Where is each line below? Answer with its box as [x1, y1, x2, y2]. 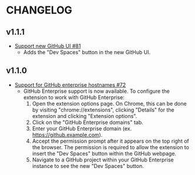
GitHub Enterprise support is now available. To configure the [23, 87, 170, 95]
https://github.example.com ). [32, 131, 103, 138]
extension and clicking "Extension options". [32, 112, 137, 119]
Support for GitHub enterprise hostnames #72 [14, 81, 126, 88]
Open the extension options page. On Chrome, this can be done [32, 100, 187, 107]
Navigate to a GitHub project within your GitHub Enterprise [32, 156, 174, 163]
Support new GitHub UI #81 [14, 42, 81, 49]
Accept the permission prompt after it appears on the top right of [32, 137, 189, 144]
